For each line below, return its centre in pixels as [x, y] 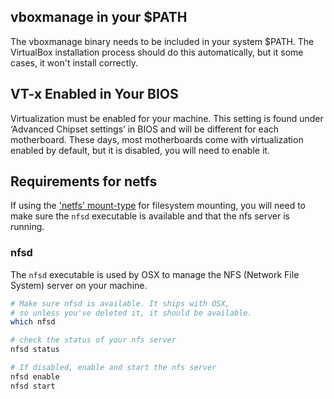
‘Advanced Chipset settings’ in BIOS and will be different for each [145, 129]
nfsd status [35, 350]
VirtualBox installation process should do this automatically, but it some [157, 52]
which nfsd [33, 322]
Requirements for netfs [84, 181]
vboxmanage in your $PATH [99, 17]
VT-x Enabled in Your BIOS [94, 94]
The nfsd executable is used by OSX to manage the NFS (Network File [155, 274]
